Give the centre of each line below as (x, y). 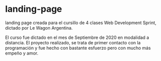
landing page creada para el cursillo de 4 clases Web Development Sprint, (81, 23)
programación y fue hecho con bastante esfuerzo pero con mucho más (78, 48)
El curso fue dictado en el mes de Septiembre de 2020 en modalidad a (77, 37)
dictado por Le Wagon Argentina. (39, 28)
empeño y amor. (22, 53)
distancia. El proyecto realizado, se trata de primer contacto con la (73, 42)
